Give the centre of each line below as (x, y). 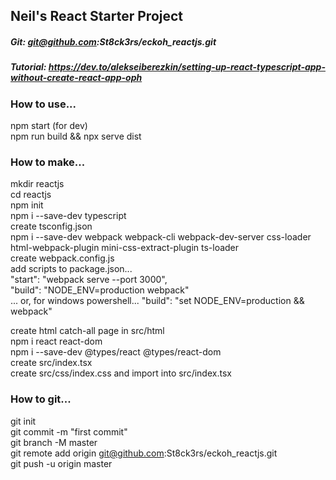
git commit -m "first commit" (69, 431)
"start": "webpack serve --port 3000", (89, 280)
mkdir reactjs (37, 184)
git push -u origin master (61, 463)
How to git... (41, 399)
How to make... (48, 162)
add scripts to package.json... (71, 269)
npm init (27, 205)
